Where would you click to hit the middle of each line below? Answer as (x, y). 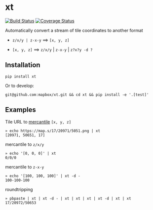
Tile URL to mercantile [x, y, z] (38, 122)
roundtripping (19, 189)
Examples (20, 110)
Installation (23, 65)
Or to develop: (20, 85)
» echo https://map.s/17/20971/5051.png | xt (53, 131)
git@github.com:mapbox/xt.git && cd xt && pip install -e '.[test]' (77, 95)
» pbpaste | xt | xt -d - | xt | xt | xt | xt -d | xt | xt (68, 198)
